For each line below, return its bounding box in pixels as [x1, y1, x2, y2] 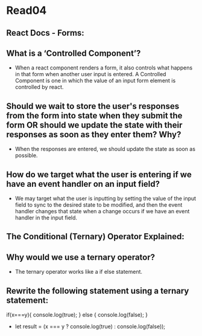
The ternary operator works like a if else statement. [14, 268, 143, 276]
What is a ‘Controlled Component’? [6, 48, 141, 58]
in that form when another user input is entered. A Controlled [14, 71, 166, 78]
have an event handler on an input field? [6, 179, 160, 189]
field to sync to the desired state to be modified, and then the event [14, 201, 183, 208]
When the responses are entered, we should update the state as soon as [14, 146, 196, 153]
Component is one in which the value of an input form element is [14, 77, 176, 85]
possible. [14, 152, 38, 159]
